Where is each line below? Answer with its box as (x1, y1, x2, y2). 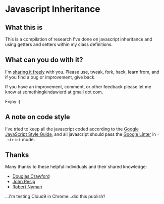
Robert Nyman (12, 184, 42, 190)
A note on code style (5, 113, 70, 122)
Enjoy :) (5, 98, 21, 104)
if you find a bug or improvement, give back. (5, 74, 96, 80)
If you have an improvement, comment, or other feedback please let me (5, 83, 152, 89)
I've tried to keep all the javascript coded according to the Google (5, 126, 139, 132)
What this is (5, 23, 43, 32)
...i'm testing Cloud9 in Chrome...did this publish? (5, 194, 106, 200)
